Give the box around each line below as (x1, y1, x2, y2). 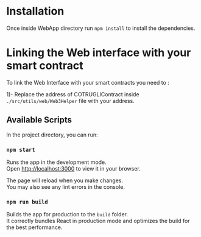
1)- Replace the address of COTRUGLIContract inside (6, 90, 139, 98)
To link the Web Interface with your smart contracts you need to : (6, 79, 169, 86)
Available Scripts (6, 115, 72, 126)
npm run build (6, 198, 48, 205)
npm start (6, 146, 35, 153)
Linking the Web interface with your (6, 46, 191, 60)
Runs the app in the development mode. (6, 158, 107, 166)
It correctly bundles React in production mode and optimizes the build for (6, 218, 190, 225)
